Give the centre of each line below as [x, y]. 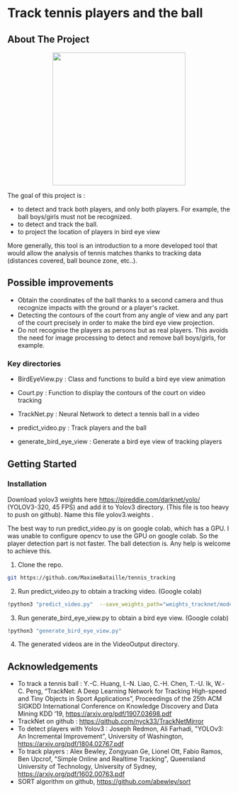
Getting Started [42, 464]
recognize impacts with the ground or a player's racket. [98, 307]
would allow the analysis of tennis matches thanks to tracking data [104, 253]
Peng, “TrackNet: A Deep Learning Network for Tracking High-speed [126, 691]
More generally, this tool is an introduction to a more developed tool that [113, 245]
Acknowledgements [53, 666]
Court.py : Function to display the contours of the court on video [111, 393]
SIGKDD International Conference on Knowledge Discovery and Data [118, 706]
